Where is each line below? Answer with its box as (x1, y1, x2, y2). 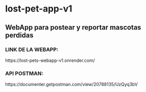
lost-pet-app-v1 (5, 3, 72, 15)
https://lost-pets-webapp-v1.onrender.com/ (5, 57, 95, 63)
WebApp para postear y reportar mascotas (5, 23, 141, 32)
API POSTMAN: (5, 70, 43, 77)
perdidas (5, 31, 33, 39)
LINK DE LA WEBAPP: (5, 46, 58, 53)
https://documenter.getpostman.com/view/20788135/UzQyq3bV (5, 81, 138, 87)
